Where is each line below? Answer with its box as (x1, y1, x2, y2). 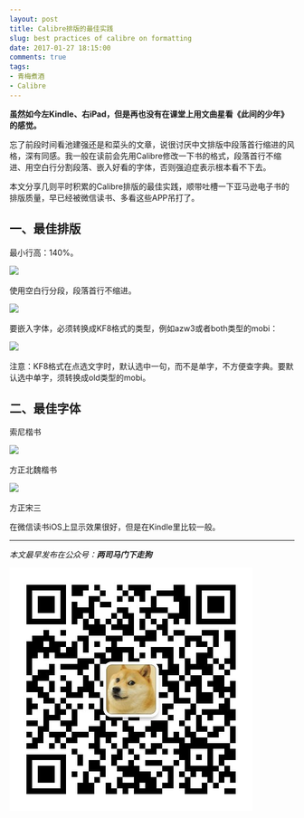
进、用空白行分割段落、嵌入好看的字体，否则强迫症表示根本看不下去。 (9, 161, 271, 172)
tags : (9, 62, 30, 71)
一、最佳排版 (9, 222, 81, 237)
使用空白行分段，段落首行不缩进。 (9, 285, 137, 296)
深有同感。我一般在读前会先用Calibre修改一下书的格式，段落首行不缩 (24, 150, 282, 161)
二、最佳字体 (9, 401, 81, 416)
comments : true (9, 52, 67, 62)
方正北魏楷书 (9, 464, 57, 475)
